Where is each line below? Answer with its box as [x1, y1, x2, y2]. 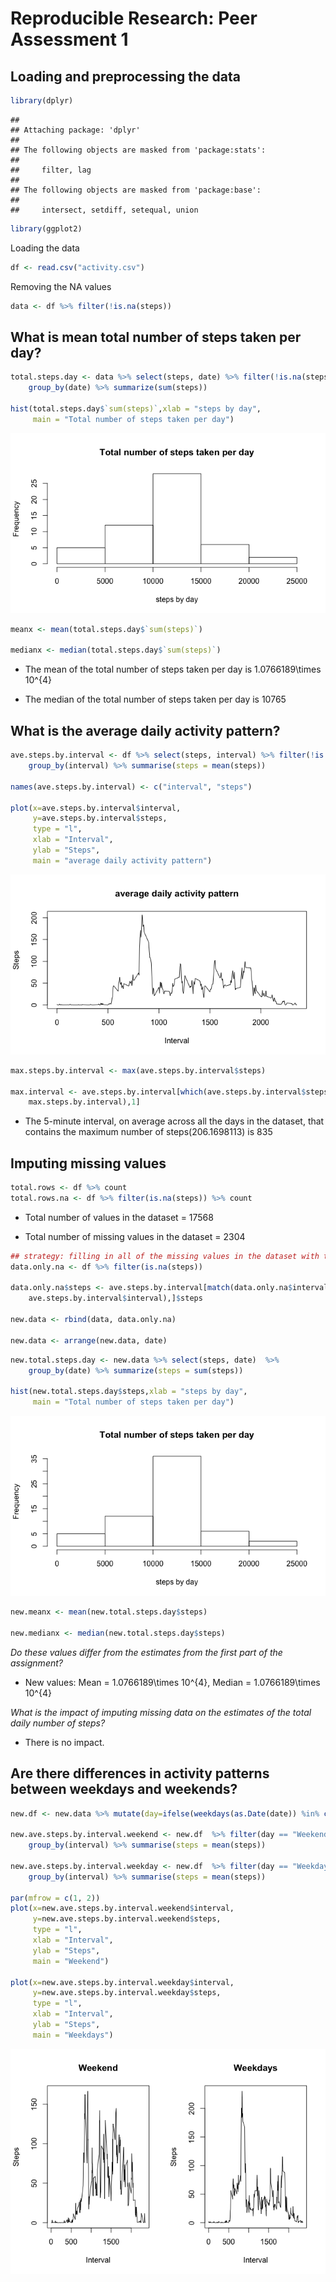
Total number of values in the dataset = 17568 [24, 1211, 214, 1223]
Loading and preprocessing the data [10, 68, 241, 85]
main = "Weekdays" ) [32, 2030, 114, 2040]
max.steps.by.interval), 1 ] [28, 1097, 141, 1107]
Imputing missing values [10, 1155, 167, 1172]
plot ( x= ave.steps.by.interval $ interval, [10, 803, 182, 813]
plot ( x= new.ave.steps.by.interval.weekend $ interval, [10, 1903, 235, 1914]
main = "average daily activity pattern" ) [32, 855, 213, 866]
